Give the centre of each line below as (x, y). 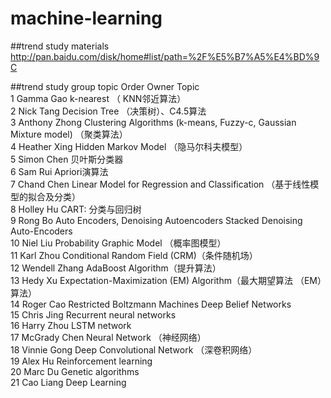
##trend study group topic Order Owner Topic (105, 86)
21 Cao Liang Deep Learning (68, 382)
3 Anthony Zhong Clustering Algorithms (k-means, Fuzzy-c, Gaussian (153, 122)
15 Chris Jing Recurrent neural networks (93, 314)
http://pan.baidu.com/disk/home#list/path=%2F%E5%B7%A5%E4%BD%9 (165, 56)
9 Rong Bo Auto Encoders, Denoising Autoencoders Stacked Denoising (156, 220)
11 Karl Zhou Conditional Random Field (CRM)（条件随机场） (134, 255)
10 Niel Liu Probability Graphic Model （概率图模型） (118, 243)
